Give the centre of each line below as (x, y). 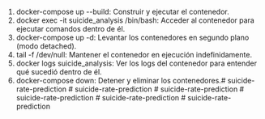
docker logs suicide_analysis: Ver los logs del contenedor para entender (137, 63)
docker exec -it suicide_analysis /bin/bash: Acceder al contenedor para (135, 20)
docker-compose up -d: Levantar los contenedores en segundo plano (132, 37)
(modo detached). (46, 46)
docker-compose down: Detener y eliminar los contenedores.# (121, 81)
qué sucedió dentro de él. (59, 72)
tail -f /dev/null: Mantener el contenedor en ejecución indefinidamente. (134, 55)
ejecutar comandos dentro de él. (71, 29)
